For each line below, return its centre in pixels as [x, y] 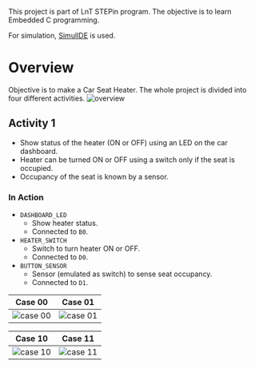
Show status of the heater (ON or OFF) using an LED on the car [124, 142]
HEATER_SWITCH [43, 241]
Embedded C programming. [54, 20]
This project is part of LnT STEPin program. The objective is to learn [120, 12]
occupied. [36, 168]
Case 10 [32, 338]
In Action [26, 197]
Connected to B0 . [60, 231]
